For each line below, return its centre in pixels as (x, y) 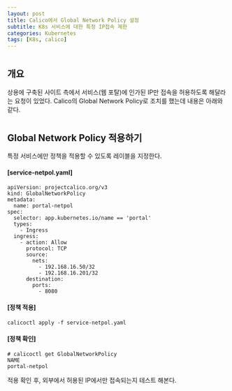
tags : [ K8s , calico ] (37, 40)
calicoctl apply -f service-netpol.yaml (67, 323)
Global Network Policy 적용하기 (75, 138)
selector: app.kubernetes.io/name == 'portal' (82, 218)
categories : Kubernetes (42, 33)
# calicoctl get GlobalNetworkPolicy (62, 354)
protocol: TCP (46, 249)
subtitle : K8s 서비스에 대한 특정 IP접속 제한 (67, 27)
